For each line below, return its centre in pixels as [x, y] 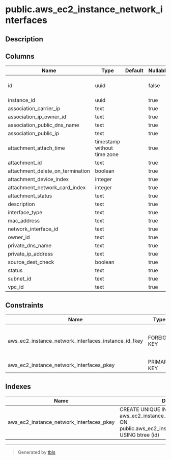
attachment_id [25, 163]
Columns [20, 56]
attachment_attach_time [36, 148]
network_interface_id [33, 229]
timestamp [108, 142]
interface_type [25, 213]
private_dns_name [30, 246]
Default [134, 71]
